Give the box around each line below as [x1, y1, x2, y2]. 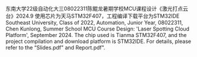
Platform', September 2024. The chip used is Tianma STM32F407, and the [5, 32, 187, 38]
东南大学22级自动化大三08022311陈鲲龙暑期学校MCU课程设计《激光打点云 [5, 5, 188, 12]
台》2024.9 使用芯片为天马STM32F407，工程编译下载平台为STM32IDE [5, 12, 180, 19]
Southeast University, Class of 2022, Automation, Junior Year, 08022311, [5, 19, 183, 26]
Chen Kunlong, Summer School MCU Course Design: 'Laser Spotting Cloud [5, 25, 190, 32]
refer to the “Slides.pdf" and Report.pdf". [5, 44, 106, 51]
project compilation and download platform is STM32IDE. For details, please [5, 38, 191, 45]
